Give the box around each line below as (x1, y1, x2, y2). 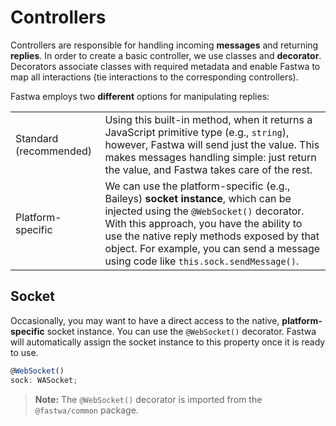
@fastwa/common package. (34, 404, 139, 416)
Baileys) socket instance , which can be (104, 191, 292, 205)
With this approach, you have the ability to (104, 216, 303, 230)
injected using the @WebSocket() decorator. (104, 204, 305, 218)
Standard (15, 131, 59, 145)
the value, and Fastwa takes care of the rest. (104, 162, 313, 176)
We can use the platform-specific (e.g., (104, 179, 291, 193)
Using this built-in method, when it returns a (104, 112, 313, 126)
